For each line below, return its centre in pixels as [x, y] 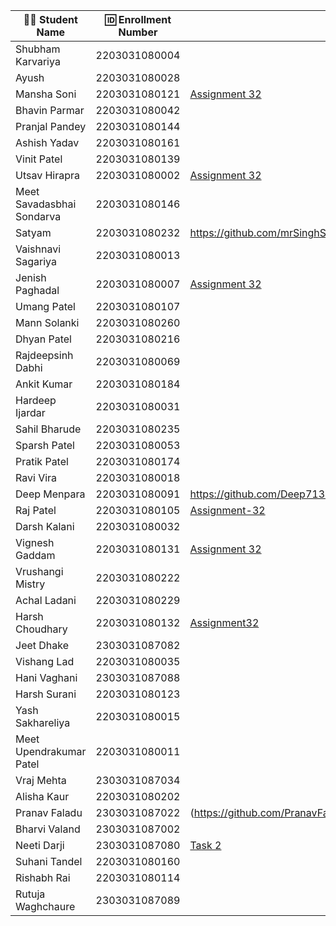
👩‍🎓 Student [50, 19]
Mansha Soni [46, 94]
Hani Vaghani [46, 677]
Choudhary [41, 629]
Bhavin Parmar [50, 110]
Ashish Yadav [47, 142]
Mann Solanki [47, 322]
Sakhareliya [43, 722]
